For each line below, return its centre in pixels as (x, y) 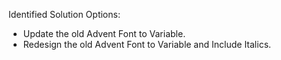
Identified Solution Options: (64, 14)
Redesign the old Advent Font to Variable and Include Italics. (147, 44)
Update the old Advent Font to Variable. (104, 33)
